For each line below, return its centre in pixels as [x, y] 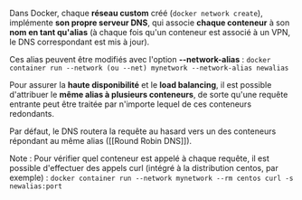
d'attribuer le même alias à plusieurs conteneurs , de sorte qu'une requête [149, 95]
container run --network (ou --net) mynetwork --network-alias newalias [149, 68]
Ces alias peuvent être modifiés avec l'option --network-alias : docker [140, 59]
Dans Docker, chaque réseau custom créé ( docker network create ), [137, 13]
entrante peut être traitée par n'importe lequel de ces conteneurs [130, 104]
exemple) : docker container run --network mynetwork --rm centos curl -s [151, 177]
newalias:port [36, 186]
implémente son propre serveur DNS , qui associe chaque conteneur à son [150, 23]
